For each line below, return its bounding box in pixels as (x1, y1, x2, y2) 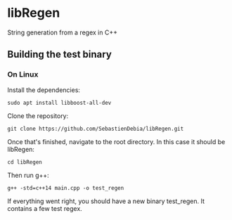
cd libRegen (7, 158, 42, 166)
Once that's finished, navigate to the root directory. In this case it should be (7, 137, 226, 145)
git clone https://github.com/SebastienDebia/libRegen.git (7, 125, 184, 132)
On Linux (7, 70, 39, 79)
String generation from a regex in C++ (7, 28, 118, 37)
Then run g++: (7, 171, 49, 179)
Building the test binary (7, 48, 112, 60)
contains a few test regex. (7, 204, 82, 212)
